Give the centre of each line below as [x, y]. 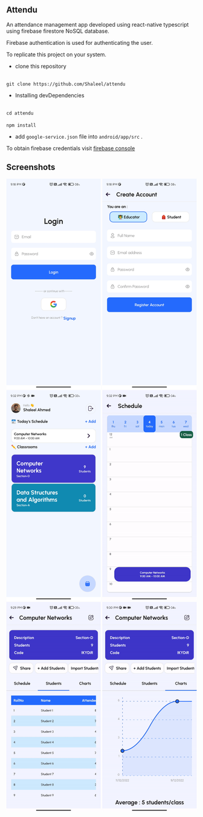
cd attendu [20, 113]
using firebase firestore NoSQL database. [58, 31]
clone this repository [40, 66]
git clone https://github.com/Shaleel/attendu [66, 84]
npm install [21, 125]
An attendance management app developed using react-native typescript [98, 24]
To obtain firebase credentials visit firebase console [71, 148]
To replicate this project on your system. [56, 54]
